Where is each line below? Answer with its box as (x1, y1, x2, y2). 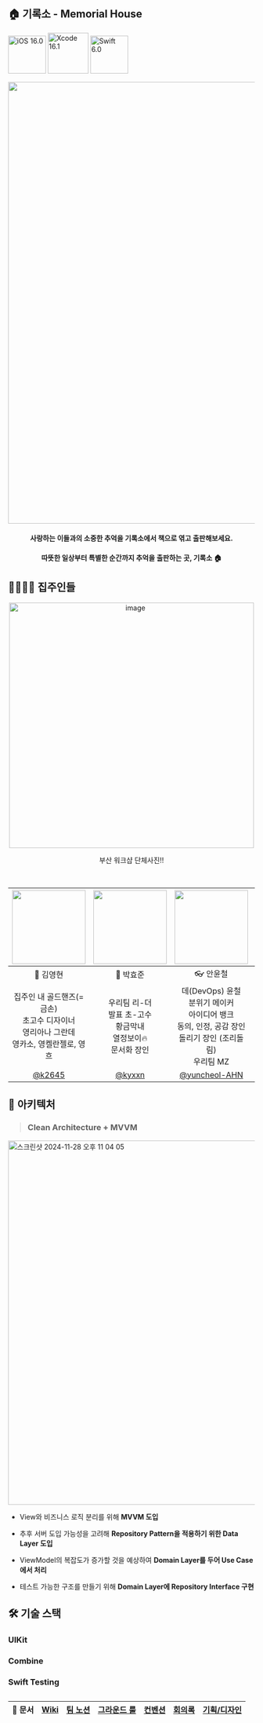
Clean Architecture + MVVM (27, 1122, 138, 1133)
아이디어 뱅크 (188, 1008, 235, 1019)
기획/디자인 (202, 1705, 243, 1716)
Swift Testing (8, 1676, 60, 1687)
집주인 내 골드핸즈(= (13, 991, 85, 1002)
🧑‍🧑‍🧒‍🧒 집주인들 (8, 580, 76, 594)
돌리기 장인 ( (178, 1032, 223, 1043)
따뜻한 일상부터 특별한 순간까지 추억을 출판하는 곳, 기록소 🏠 (41, 553, 222, 562)
